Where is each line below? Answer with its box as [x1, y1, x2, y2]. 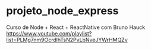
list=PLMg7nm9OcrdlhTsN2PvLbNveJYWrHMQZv [6, 36, 128, 43]
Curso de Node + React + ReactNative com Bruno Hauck [6, 24, 146, 31]
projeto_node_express [6, 4, 119, 18]
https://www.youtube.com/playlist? [6, 30, 92, 37]
